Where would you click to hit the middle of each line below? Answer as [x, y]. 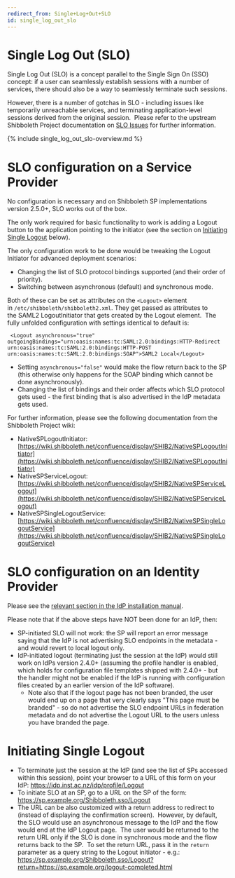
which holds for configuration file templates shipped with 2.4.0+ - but [117, 670]
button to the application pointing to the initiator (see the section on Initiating [117, 230]
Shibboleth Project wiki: [41, 426]
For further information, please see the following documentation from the [113, 418]
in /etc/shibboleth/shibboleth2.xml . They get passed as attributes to [108, 308]
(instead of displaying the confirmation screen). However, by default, [117, 815]
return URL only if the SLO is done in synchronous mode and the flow [117, 837]
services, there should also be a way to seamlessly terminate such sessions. [117, 89]
